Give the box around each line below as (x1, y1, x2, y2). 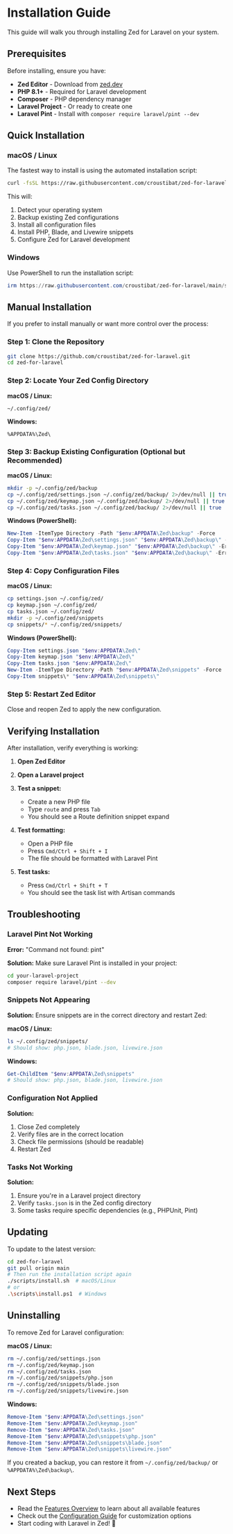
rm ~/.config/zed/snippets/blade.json (7, 1381, 119, 1388)
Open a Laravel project (17, 770, 85, 780)
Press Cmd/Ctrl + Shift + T (27, 881, 108, 889)
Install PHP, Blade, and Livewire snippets (17, 228, 134, 236)
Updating (7, 1226, 49, 1238)
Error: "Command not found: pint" (7, 945, 105, 953)
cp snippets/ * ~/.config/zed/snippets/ (7, 621, 123, 628)
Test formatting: (17, 826, 66, 834)
